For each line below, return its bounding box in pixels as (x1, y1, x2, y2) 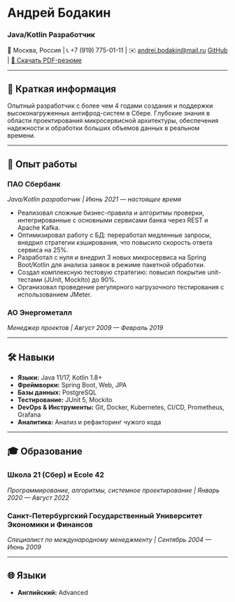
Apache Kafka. (17, 223, 61, 231)
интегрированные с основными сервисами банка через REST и (17, 215, 208, 224)
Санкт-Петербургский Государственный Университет (7, 510, 203, 520)
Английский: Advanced (17, 588, 89, 596)
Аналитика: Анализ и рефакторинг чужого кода (17, 418, 162, 427)
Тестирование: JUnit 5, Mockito (17, 396, 113, 404)
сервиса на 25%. (17, 245, 69, 254)
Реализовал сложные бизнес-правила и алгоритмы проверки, (17, 208, 205, 217)
